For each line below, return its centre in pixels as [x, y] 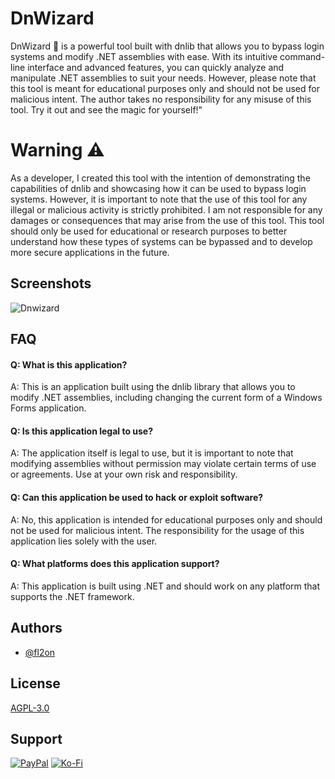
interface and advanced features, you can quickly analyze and [156, 67]
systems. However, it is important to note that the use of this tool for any [159, 199]
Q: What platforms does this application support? [115, 564]
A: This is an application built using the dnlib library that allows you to [153, 387]
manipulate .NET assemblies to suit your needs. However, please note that [163, 78]
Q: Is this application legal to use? [82, 431]
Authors [36, 628]
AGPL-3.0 [30, 708]
